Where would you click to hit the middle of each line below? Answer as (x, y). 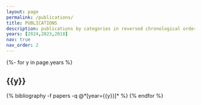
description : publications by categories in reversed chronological (93, 28)
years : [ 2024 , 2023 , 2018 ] (37, 34)
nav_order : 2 (22, 46)
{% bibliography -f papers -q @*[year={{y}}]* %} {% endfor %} (85, 95)
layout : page (22, 12)
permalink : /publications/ (40, 17)
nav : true (19, 40)
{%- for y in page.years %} (39, 62)
